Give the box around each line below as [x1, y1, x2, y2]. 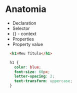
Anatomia [5, 3, 46, 15]
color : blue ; [14, 64, 41, 69]
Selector [12, 25, 30, 31]
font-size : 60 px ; [14, 69, 50, 74]
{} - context [12, 30, 36, 36]
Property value [12, 41, 43, 47]
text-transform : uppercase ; [14, 78, 72, 83]
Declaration [12, 20, 36, 26]
